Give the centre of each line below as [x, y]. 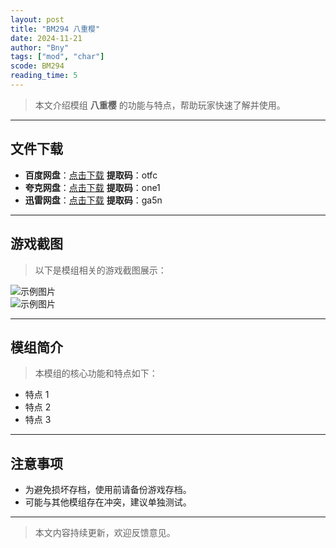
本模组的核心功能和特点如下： [96, 373]
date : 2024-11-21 [46, 38]
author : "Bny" [40, 47]
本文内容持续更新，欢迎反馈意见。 [105, 533]
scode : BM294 [37, 66]
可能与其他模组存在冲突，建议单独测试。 [108, 502]
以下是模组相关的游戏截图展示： [100, 270]
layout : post [37, 19]
